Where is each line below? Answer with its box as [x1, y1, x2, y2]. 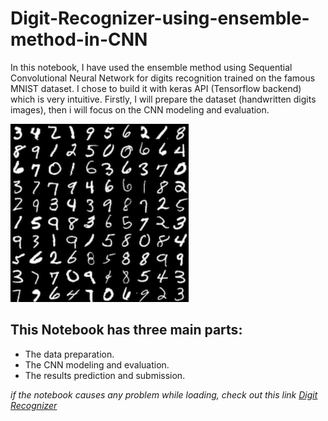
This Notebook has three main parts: [10, 322, 243, 339]
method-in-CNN [10, 28, 148, 51]
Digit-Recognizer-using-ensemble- [10, 7, 310, 30]
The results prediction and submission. [24, 369, 186, 381]
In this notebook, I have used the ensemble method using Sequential [10, 61, 293, 73]
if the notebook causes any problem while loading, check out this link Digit [10, 388, 318, 401]
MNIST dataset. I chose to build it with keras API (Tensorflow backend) [10, 82, 302, 94]
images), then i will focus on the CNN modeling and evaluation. [10, 103, 270, 116]
